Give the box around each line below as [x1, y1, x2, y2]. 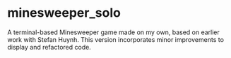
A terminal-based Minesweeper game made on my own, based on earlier [7, 28, 220, 36]
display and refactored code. [7, 43, 92, 51]
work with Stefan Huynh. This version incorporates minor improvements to [7, 35, 225, 43]
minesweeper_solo [7, 5, 122, 21]
